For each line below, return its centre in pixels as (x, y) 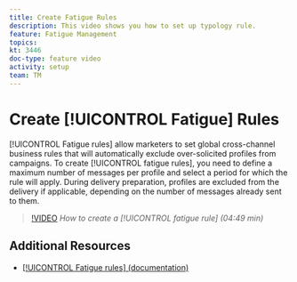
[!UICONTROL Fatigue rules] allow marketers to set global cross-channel (142, 144)
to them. (24, 200)
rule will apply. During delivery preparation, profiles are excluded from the (144, 181)
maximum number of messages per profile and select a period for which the (148, 172)
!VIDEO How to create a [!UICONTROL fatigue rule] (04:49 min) (147, 218)
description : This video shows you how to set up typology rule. (132, 26)
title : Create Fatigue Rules (63, 17)
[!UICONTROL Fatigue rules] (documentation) (105, 267)
